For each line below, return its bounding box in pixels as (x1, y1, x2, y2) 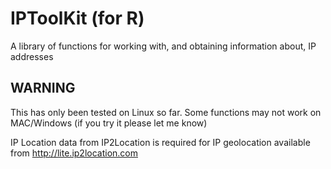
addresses (10, 50, 54, 62)
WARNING (10, 80, 76, 97)
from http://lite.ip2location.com (10, 147, 138, 159)
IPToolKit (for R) (10, 7, 145, 30)
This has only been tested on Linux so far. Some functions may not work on (10, 106, 322, 118)
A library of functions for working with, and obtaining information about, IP (10, 40, 317, 52)
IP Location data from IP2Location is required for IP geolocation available (10, 136, 311, 148)
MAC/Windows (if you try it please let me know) (10, 117, 208, 129)
